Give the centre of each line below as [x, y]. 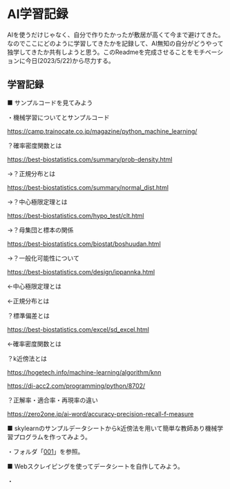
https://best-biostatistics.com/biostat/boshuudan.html [84, 244]
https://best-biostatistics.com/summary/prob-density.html [90, 159]
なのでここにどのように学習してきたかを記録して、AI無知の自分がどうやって [115, 43]
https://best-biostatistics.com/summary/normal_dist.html [88, 187]
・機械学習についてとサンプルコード [58, 117]
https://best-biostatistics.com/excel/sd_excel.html [78, 329]
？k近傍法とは [27, 358]
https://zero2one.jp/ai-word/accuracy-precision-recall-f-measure [100, 414]
